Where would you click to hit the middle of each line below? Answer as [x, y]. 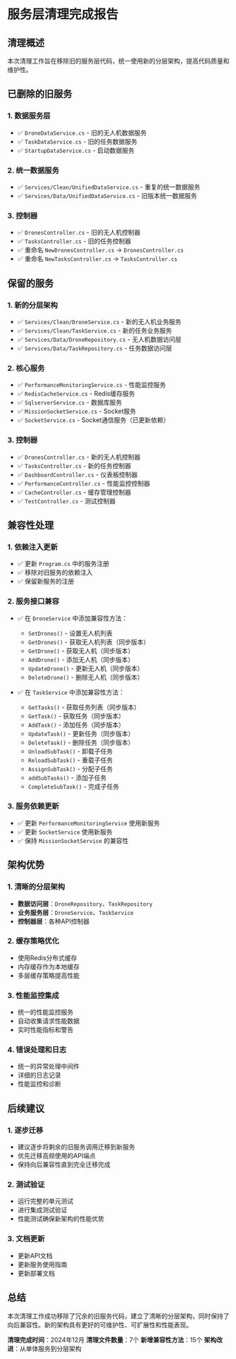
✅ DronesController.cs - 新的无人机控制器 [79, 457]
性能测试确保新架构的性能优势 [61, 1219]
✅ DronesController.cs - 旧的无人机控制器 [79, 233]
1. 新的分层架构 [33, 305]
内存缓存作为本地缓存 [48, 966]
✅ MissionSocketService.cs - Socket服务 [77, 411]
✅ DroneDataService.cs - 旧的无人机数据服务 [82, 133]
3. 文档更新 [26, 1239]
